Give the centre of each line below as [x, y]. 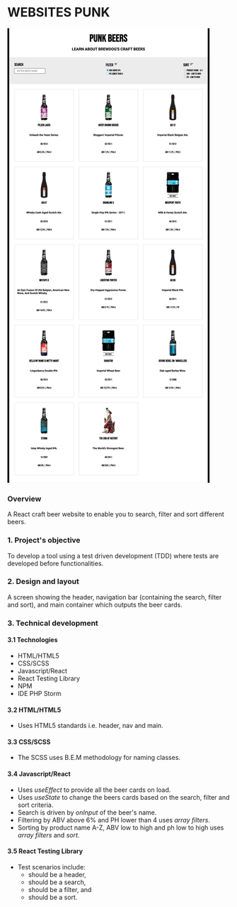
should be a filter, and [60, 889]
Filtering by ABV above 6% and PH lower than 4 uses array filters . [114, 820]
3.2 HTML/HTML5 [34, 710]
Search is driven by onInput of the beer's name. [87, 812]
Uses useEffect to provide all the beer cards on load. [94, 790]
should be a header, [57, 874]
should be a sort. [53, 897]
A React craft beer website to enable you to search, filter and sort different [116, 514]
